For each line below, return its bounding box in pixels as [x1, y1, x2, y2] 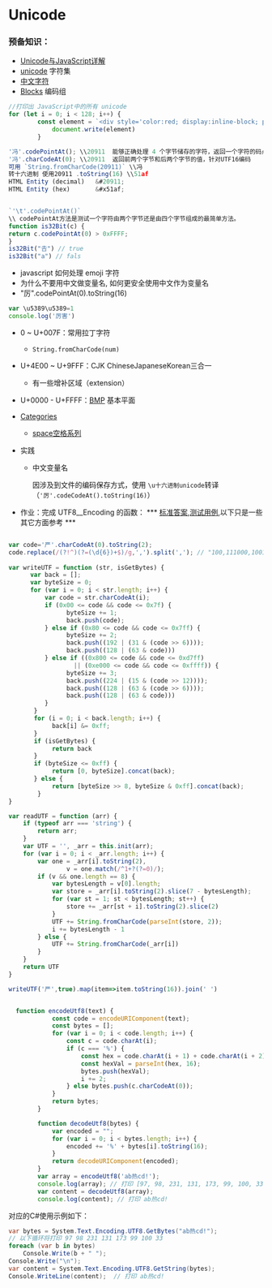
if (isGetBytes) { [33, 737, 96, 745]
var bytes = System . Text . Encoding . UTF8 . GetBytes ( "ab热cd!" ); [8, 1227, 218, 1235]
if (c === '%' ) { [66, 1045, 125, 1053]
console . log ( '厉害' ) [8, 312, 75, 321]
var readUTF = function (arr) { [8, 812, 117, 821]
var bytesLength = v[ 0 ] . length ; [51, 880, 161, 888]
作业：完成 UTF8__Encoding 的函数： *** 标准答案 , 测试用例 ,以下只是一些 [19, 507, 263, 517]
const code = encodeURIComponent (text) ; [51, 1014, 190, 1023]
